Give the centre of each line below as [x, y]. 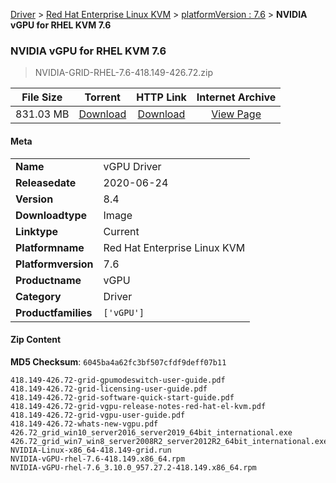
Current [121, 231]
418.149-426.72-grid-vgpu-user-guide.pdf [98, 415]
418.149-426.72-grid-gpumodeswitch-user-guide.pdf [118, 380]
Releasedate [46, 182]
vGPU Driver [132, 166]
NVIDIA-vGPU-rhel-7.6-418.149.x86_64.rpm [98, 459]
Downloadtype [51, 215]
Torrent [102, 97]
